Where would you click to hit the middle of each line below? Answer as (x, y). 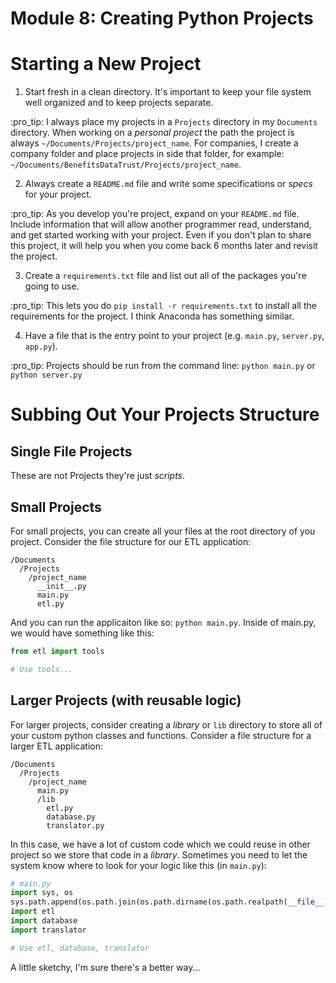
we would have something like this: (82, 633)
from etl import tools (57, 651)
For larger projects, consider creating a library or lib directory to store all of (166, 724)
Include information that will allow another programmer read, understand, (161, 224)
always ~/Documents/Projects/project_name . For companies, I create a (154, 143)
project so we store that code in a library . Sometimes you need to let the (159, 854)
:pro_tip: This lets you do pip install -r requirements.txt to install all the (163, 306)
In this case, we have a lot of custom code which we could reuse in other (160, 844)
